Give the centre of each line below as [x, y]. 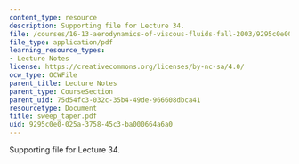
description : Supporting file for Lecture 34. [97, 26]
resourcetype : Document [53, 108]
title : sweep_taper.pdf [53, 116]
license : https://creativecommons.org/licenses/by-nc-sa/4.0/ [127, 67]
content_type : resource [53, 17]
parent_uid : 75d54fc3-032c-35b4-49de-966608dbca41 [105, 100]
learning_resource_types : [57, 51]
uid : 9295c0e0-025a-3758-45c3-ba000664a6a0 [91, 125]
